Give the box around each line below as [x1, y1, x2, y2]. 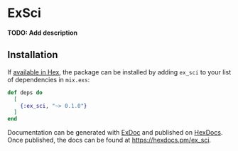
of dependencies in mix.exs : [7, 75, 90, 84]
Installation [7, 49, 58, 61]
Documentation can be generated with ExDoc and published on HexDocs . [7, 128, 223, 137]
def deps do [7, 89, 43, 96]
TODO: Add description [7, 28, 78, 37]
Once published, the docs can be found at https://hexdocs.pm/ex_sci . [7, 136, 212, 145]
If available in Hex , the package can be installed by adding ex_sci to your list [7, 67, 232, 76]
